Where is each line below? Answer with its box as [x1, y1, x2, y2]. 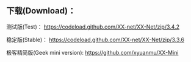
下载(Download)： [6, 5, 76, 16]
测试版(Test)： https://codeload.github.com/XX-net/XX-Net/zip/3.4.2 [6, 23, 180, 30]
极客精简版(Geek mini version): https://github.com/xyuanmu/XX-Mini [6, 49, 179, 56]
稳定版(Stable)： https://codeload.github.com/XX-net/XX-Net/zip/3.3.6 [6, 36, 185, 43]
